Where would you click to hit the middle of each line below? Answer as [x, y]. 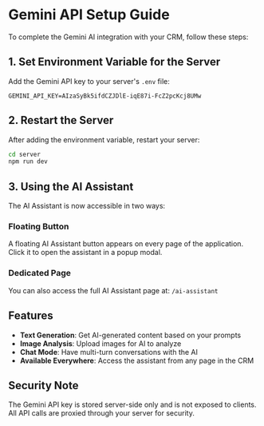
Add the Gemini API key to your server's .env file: [89, 81]
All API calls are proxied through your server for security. [102, 413]
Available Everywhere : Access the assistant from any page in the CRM [137, 360]
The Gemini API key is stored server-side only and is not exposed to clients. [132, 404]
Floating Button [39, 227]
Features [31, 316]
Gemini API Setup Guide [89, 15]
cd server [25, 154]
